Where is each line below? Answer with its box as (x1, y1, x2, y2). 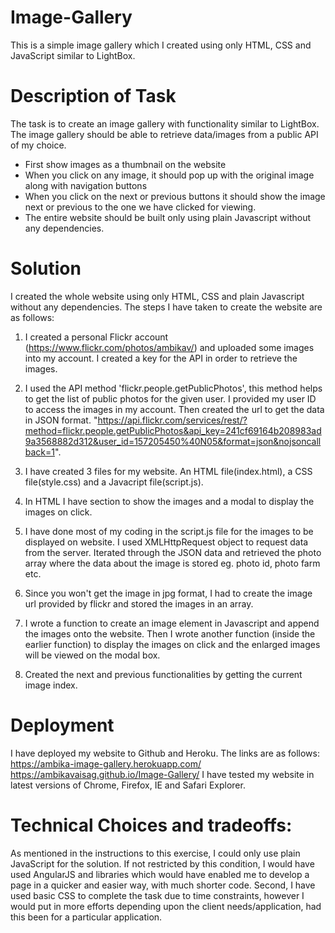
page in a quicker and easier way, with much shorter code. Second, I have (10, 879, 316, 891)
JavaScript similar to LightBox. (10, 49, 136, 61)
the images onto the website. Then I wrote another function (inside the (24, 627, 316, 640)
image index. (24, 679, 78, 691)
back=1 (24, 446, 56, 458)
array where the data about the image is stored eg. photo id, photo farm (24, 557, 321, 569)
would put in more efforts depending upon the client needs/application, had (10, 900, 322, 912)
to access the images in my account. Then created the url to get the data (24, 403, 325, 415)
